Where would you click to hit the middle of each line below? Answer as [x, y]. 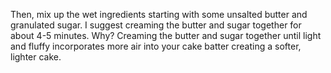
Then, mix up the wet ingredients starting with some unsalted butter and [159, 14]
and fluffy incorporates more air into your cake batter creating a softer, [156, 46]
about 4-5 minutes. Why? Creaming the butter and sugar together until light [166, 35]
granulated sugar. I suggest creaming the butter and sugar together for [156, 25]
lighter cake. [36, 57]
